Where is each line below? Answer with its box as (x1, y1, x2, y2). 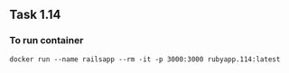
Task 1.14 (9, 7, 61, 23)
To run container (9, 34, 84, 47)
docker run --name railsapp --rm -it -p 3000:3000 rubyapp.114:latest (9, 54, 281, 64)
